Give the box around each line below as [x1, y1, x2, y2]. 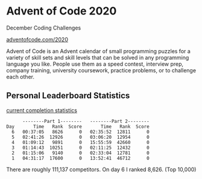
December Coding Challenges [6, 24, 81, 31]
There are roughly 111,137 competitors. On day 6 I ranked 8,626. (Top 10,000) [6, 166, 197, 173]
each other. [6, 73, 35, 80]
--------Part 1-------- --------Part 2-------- [22, 118, 150, 124]
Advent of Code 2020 [6, 4, 117, 18]
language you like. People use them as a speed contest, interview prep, [6, 60, 184, 68]
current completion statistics [6, 107, 77, 114]
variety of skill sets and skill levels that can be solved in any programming [6, 54, 189, 61]
